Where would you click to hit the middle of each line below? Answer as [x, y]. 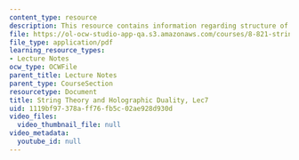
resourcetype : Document [53, 92]
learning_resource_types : [57, 51]
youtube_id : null [49, 141]
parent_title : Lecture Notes [63, 76]
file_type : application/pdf [61, 42]
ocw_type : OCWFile [43, 68]
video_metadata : [39, 133]
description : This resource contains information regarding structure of [149, 26]
